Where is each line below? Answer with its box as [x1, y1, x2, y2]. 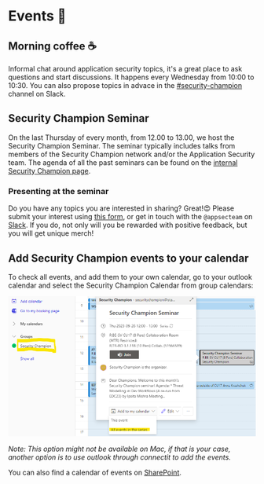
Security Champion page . [8, 166, 91, 175]
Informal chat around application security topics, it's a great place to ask [8, 64, 243, 73]
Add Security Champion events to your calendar [8, 251, 249, 265]
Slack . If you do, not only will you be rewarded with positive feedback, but [8, 220, 247, 230]
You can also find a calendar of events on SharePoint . [8, 467, 182, 477]
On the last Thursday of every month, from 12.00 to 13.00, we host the [8, 133, 235, 142]
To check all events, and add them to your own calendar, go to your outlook [8, 272, 253, 281]
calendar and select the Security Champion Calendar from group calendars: [8, 280, 254, 290]
